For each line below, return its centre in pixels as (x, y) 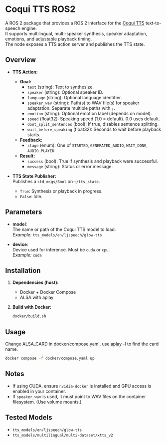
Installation (23, 270)
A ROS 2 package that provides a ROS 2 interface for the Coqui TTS (75, 23)
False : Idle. (31, 196)
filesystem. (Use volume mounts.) (47, 402)
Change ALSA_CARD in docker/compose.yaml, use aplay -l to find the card (82, 344)
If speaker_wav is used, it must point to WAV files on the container (79, 396)
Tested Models (29, 418)
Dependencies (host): (35, 282)
